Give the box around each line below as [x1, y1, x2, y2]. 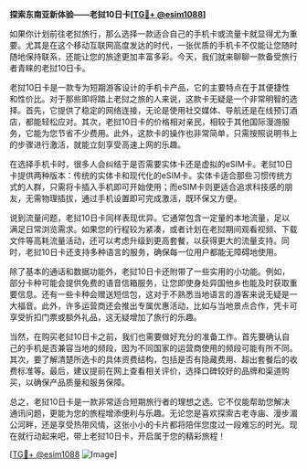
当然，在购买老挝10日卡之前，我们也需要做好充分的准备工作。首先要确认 [9, 331, 282, 342]
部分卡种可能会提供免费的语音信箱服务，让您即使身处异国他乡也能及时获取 [9, 278, 290, 288]
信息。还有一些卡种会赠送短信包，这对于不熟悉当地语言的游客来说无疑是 [16, 289, 290, 300]
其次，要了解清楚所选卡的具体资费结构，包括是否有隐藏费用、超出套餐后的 [9, 354, 290, 365]
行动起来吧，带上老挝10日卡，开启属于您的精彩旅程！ [25, 431, 227, 442]
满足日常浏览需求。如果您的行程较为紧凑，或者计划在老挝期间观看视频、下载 [9, 224, 298, 234]
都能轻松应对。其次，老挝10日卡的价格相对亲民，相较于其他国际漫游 [25, 116, 282, 127]
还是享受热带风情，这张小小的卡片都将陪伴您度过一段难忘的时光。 [40, 420, 290, 430]
